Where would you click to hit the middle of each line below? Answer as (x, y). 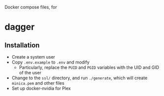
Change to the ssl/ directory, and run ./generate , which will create (80, 78)
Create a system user (33, 57)
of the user (30, 73)
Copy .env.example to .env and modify (51, 62)
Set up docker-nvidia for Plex (41, 88)
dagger (20, 27)
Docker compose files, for (31, 7)
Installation (22, 45)
